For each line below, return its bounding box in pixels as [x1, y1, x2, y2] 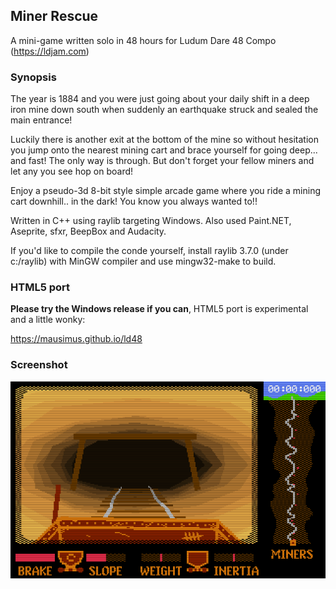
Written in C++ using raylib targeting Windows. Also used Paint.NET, [10, 215, 292, 227]
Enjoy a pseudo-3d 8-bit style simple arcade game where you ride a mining [10, 185, 322, 197]
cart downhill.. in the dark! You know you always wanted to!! [10, 195, 258, 208]
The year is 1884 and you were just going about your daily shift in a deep [10, 93, 310, 105]
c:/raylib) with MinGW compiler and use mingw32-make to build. [10, 255, 277, 268]
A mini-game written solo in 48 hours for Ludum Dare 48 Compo [10, 34, 277, 46]
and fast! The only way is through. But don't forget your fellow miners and [10, 155, 315, 167]
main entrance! [10, 114, 73, 126]
